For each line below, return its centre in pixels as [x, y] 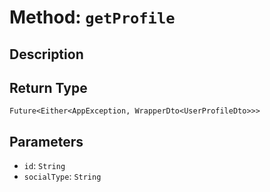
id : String [44, 166]
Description [46, 54]
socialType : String [62, 177]
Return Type [48, 87]
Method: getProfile [92, 17]
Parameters [46, 141]
